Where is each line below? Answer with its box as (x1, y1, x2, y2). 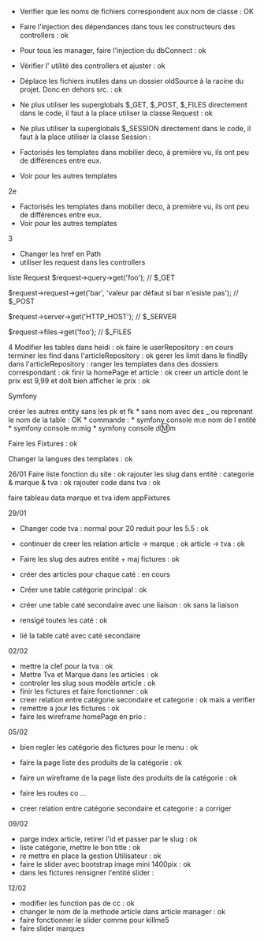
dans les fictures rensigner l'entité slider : (19, 868, 154, 877)
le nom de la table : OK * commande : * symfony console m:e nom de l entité (8, 415, 257, 424)
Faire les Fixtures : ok (8, 439, 78, 448)
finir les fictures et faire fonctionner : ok (19, 687, 148, 696)
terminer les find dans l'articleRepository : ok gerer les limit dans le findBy (8, 351, 248, 360)
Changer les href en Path (19, 249, 101, 258)
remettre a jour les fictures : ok (19, 703, 120, 713)
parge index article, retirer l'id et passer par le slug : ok (19, 834, 198, 844)
